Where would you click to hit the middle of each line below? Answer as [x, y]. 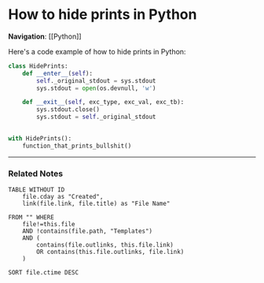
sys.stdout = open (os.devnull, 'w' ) [96, 88]
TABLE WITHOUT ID [37, 190]
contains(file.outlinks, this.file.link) [105, 245]
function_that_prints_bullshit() [77, 146]
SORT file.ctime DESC [44, 272]
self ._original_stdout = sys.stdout [96, 80]
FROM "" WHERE [31, 217]
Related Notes [36, 173]
